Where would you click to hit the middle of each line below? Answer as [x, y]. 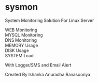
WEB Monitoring [21, 30]
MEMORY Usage [21, 45]
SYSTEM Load [19, 55]
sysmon [21, 7]
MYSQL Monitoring [24, 35]
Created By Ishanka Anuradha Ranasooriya [48, 74]
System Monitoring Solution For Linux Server [49, 20]
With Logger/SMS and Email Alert [38, 65]
